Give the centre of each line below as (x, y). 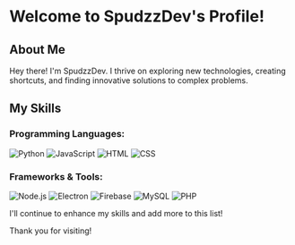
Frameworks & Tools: (56, 176)
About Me (37, 50)
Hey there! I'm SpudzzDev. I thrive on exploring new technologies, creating (148, 71)
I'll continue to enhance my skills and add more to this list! (116, 213)
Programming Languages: (67, 134)
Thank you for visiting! (51, 231)
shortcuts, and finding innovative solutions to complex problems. (129, 80)
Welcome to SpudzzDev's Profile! (137, 17)
